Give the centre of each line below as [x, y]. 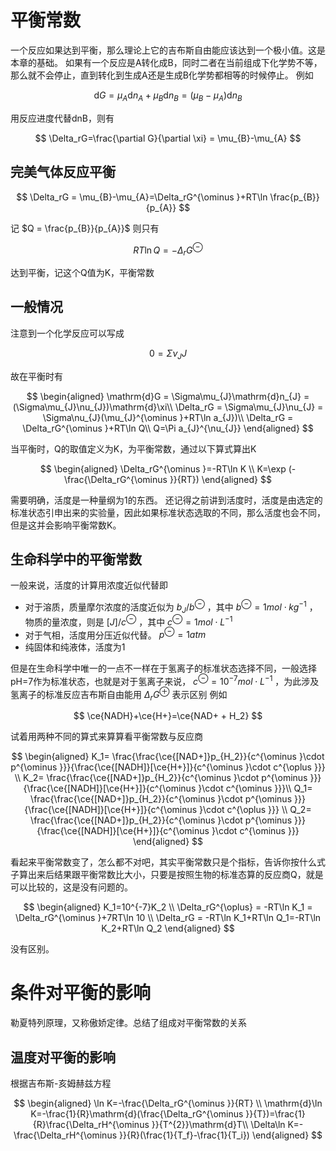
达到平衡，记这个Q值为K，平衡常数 [82, 272]
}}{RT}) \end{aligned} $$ [220, 479]
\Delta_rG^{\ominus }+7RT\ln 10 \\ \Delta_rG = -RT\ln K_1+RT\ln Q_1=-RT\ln [168, 918]
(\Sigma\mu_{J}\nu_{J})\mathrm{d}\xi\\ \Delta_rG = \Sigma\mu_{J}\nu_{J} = [168, 407]
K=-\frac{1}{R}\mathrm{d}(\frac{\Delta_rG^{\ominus [137, 1114]
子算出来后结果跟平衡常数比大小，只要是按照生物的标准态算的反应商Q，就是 [167, 875]
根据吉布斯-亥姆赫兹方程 [61, 1083]
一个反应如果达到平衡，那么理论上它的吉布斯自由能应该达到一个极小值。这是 [168, 50]
